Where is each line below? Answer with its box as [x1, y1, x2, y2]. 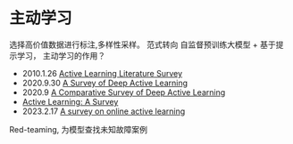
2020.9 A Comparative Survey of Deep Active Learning [21, 86, 226, 98]
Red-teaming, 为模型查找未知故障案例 [9, 124, 148, 134]
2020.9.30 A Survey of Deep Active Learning [21, 77, 188, 88]
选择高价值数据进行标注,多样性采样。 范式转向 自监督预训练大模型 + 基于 [9, 39, 277, 50]
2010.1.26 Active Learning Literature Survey [21, 68, 183, 78]
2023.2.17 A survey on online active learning [21, 106, 186, 116]
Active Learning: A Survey [21, 96, 119, 107]
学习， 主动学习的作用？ [16, 50, 105, 60]
